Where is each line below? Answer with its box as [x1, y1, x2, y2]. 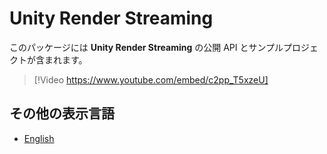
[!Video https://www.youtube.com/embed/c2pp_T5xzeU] [33, 73, 269, 86]
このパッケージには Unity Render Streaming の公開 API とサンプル [9, 41, 284, 53]
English [23, 132, 55, 144]
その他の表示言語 [9, 105, 115, 122]
